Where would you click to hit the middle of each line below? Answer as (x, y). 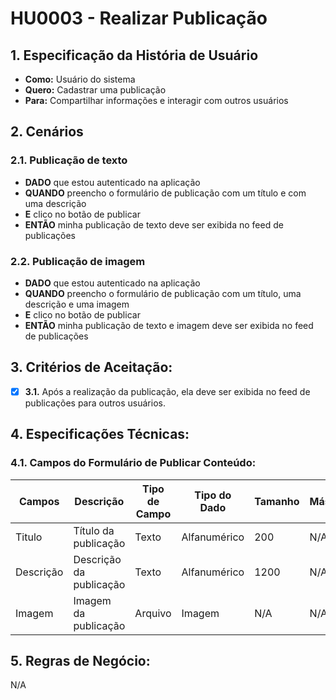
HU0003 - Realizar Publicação (139, 18)
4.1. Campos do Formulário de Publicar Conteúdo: (133, 463)
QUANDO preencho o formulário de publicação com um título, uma (163, 293)
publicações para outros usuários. (95, 403)
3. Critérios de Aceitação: (91, 367)
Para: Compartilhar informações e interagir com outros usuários (156, 100)
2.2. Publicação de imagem (78, 261)
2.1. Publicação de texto (69, 160)
